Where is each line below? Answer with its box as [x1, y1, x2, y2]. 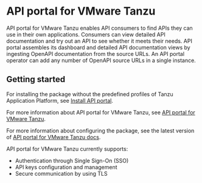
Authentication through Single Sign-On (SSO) [15, 157, 129, 164]
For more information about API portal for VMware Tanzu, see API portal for [6, 108, 196, 116]
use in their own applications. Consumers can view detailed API [6, 30, 165, 38]
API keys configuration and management [15, 163, 117, 171]
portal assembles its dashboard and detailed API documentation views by [6, 44, 190, 51]
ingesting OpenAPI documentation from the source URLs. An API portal [6, 50, 184, 57]
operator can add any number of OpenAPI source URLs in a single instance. [6, 57, 196, 64]
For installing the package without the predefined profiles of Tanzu [6, 90, 173, 98]
